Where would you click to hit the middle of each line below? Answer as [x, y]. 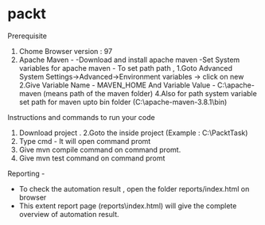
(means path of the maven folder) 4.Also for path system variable [150, 93]
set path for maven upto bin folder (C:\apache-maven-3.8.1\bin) [123, 102]
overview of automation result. [69, 214]
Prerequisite [27, 36]
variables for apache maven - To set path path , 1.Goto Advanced [125, 68]
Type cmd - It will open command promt [85, 141]
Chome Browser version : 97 [66, 51]
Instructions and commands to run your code [82, 117]
